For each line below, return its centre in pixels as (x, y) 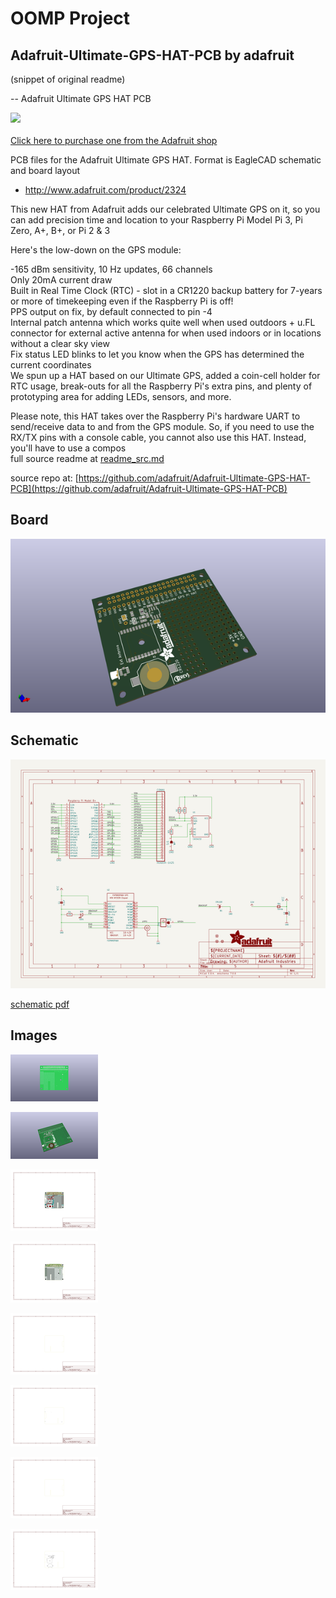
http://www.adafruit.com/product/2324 (105, 190)
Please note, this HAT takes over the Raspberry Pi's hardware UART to (155, 416)
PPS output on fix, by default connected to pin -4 (111, 311)
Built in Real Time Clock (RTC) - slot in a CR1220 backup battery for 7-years (166, 290)
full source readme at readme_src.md (87, 458)
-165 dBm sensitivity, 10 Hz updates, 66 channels (111, 269)
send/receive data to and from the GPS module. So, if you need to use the (162, 426)
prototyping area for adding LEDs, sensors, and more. (121, 396)
